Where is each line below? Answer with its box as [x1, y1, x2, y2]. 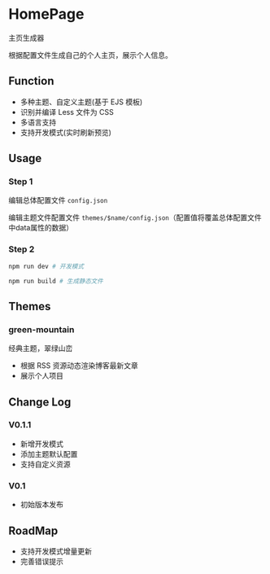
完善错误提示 [20, 556, 63, 566]
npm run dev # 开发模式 [8, 262, 84, 270]
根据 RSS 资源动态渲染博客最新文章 [20, 361, 138, 370]
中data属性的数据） [8, 223, 73, 233]
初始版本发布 [20, 500, 63, 510]
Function [8, 74, 54, 88]
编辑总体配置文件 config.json [8, 195, 108, 205]
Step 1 [8, 176, 33, 187]
